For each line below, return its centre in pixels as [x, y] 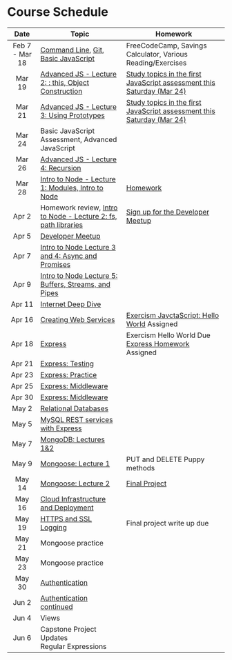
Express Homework [158, 343]
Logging [54, 527]
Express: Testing [67, 363]
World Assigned [152, 323]
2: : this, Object [65, 82]
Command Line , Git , [72, 50]
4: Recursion [61, 168]
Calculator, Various [157, 54]
